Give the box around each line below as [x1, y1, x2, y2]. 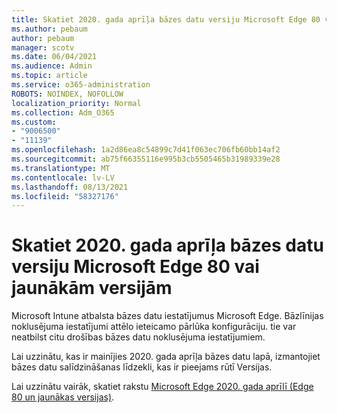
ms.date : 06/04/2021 [11, 52, 98, 62]
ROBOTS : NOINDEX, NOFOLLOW [11, 89, 124, 99]
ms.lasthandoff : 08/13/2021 [11, 182, 129, 192]
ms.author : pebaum [11, 24, 88, 34]
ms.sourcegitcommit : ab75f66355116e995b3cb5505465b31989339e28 [11, 154, 281, 164]
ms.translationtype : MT [11, 163, 111, 173]
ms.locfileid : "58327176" [11, 191, 119, 201]
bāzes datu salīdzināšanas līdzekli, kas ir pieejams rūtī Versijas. [11, 361, 273, 373]
